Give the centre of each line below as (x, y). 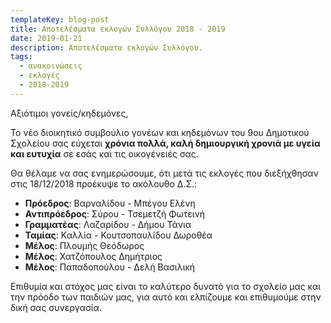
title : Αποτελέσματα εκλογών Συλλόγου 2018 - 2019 (118, 29)
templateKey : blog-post (60, 19)
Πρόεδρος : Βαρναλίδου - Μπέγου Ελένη (110, 203)
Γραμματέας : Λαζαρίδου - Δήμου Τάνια (108, 224)
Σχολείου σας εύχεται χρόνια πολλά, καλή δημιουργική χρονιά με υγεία (165, 143)
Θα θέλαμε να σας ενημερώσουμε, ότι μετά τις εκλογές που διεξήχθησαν (164, 173)
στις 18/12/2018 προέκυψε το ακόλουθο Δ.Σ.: (104, 183)
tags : (21, 57)
